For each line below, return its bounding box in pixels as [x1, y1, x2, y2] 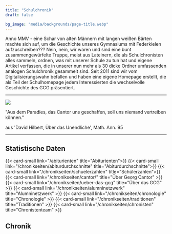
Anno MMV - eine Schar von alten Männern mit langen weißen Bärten [5, 35, 152, 42]
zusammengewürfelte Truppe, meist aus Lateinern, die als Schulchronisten [5, 52, 163, 58]
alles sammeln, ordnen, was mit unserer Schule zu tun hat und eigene [5, 57, 153, 64]
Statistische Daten [5, 144, 66, 153]
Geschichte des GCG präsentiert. [5, 85, 75, 91]
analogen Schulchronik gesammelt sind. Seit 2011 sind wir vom [5, 68, 138, 74]
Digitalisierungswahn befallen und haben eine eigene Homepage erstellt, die [5, 74, 166, 80]
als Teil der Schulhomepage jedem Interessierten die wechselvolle [5, 79, 145, 85]
